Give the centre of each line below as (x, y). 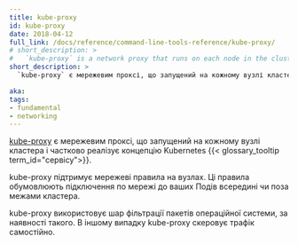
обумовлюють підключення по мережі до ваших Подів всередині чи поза (149, 186)
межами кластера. (45, 196)
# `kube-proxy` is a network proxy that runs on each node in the (138, 59)
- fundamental (35, 107)
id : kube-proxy (37, 26)
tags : (19, 99)
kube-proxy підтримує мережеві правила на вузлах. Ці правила (129, 177)
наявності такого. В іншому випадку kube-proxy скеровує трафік (132, 223)
